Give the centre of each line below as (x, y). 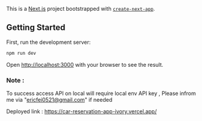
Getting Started (36, 27)
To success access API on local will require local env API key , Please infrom (101, 93)
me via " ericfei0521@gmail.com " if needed (59, 99)
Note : (15, 80)
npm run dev (21, 53)
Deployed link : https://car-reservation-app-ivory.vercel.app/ (81, 111)
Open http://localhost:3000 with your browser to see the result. (85, 64)
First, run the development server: (49, 42)
